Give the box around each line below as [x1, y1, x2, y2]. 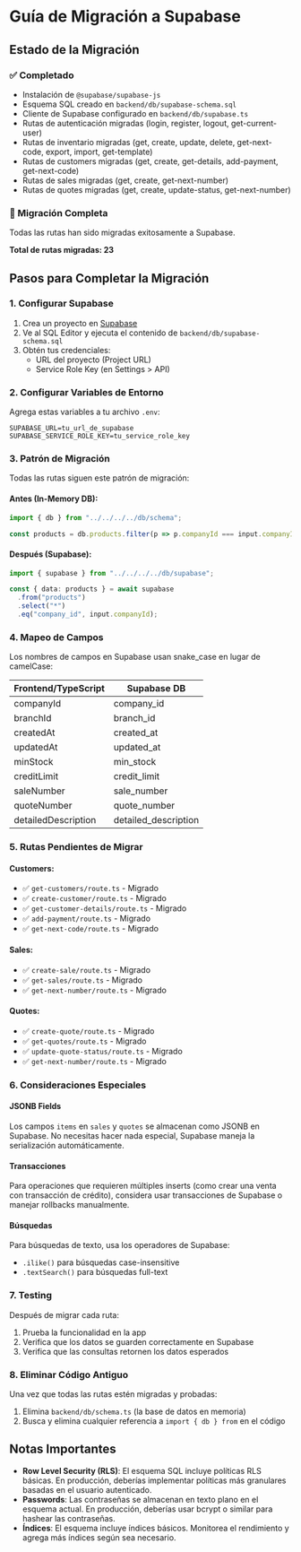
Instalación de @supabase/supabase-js [21, 89, 161, 100]
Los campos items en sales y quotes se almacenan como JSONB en [9, 1121, 260, 1131]
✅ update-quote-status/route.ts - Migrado [21, 1045, 184, 1056]
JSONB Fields [9, 1101, 62, 1112]
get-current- [230, 117, 278, 128]
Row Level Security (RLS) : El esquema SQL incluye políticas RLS [21, 1465, 262, 1476]
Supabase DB [126, 682, 186, 695]
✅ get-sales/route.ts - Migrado [21, 975, 143, 985]
